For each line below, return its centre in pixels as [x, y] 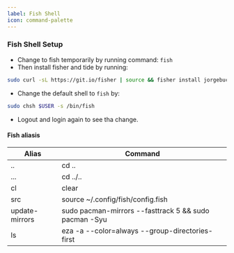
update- [24, 210]
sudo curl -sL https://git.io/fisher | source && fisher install [104, 80]
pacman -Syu [84, 219]
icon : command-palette [40, 20]
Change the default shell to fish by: [69, 93]
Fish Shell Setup [35, 45]
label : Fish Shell [34, 14]
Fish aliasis [24, 135]
